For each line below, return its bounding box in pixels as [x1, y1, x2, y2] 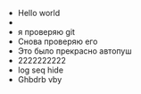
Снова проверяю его [17, 36, 98, 47]
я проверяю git [17, 27, 76, 37]
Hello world [17, 8, 61, 18]
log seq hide [17, 64, 64, 75]
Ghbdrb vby [17, 74, 62, 84]
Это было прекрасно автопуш [17, 46, 132, 56]
